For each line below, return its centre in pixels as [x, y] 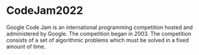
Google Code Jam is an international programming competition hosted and [99, 27]
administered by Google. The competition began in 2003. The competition [99, 33]
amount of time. [26, 47]
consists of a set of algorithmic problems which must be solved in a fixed [98, 40]
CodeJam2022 [45, 11]
